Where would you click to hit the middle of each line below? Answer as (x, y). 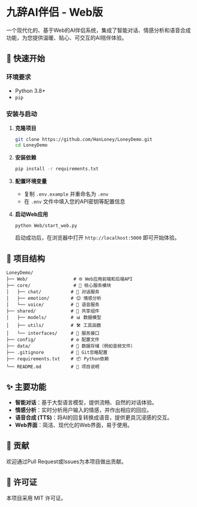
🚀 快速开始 (26, 59)
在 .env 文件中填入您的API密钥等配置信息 (74, 201)
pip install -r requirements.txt (57, 169)
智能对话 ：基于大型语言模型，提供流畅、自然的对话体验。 (86, 403)
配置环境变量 (31, 181)
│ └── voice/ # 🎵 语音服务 (53, 305)
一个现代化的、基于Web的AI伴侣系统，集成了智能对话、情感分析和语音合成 (98, 30)
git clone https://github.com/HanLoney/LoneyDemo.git (83, 139)
